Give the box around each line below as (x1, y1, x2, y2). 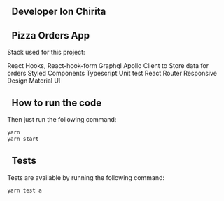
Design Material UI (7, 76, 61, 85)
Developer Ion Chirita (11, 6, 106, 18)
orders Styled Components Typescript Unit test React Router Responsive (7, 69, 217, 78)
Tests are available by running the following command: (7, 173, 165, 181)
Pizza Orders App (11, 29, 90, 41)
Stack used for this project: (7, 48, 85, 57)
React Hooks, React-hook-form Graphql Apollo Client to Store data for (7, 62, 209, 70)
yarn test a (7, 187, 42, 194)
